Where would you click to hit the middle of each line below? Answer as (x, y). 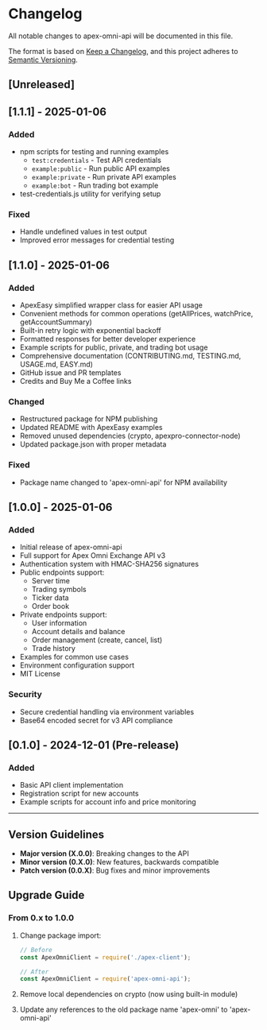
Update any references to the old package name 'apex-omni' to (124, 1009)
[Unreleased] (42, 85)
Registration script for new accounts (79, 794)
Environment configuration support (77, 665)
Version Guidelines (56, 834)
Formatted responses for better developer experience (108, 339)
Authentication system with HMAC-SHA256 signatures (109, 564)
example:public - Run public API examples (101, 168)
